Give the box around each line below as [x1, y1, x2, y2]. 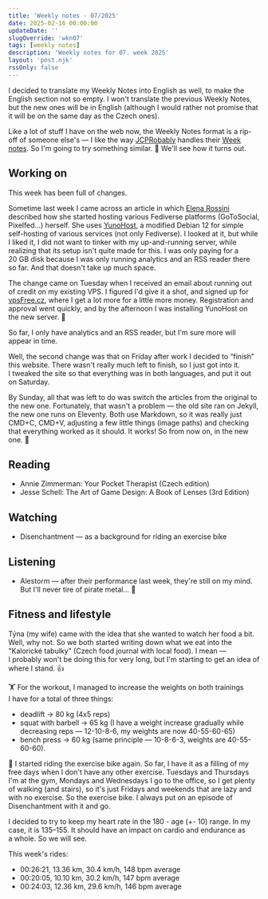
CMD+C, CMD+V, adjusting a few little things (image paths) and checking [8, 418, 250, 427]
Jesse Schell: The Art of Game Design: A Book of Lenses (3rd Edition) [19, 488, 250, 497]
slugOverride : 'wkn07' [8, 34, 84, 42]
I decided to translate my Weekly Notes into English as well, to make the [8, 85, 245, 95]
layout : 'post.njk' [8, 57, 73, 65]
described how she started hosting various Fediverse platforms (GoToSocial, [8, 212, 260, 221]
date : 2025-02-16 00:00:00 [8, 19, 98, 27]
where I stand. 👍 [8, 663, 65, 673]
